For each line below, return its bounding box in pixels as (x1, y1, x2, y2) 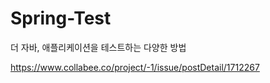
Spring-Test (10, 7, 112, 30)
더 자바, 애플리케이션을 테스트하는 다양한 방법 (10, 41, 187, 53)
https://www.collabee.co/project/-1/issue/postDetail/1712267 (10, 61, 260, 73)
